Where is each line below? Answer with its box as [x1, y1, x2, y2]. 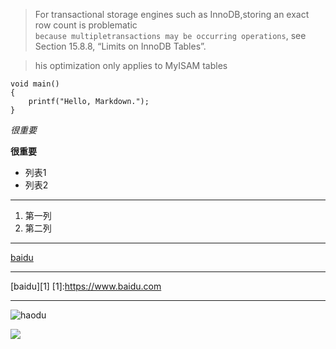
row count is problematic [34, 19, 138, 31]
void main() [10, 79, 60, 89]
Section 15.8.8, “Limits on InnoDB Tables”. [34, 40, 207, 52]
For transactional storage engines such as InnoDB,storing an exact [34, 9, 310, 20]
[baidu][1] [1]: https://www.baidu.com [10, 280, 162, 292]
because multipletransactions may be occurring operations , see [34, 30, 307, 41]
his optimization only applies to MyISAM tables [34, 60, 228, 71]
